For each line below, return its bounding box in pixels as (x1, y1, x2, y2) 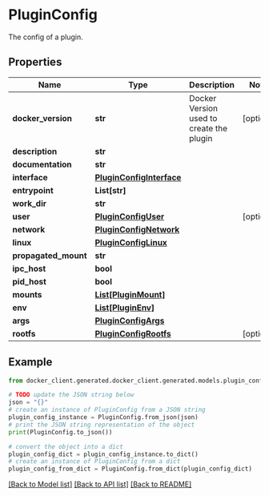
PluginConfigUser (94, 211, 165, 222)
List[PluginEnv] (94, 302, 155, 313)
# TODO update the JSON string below (8, 391, 134, 399)
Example (8, 355, 53, 369)
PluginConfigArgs (94, 315, 165, 326)
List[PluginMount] (94, 288, 166, 300)
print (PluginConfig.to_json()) (8, 428, 113, 436)
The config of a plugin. (8, 32, 84, 42)
